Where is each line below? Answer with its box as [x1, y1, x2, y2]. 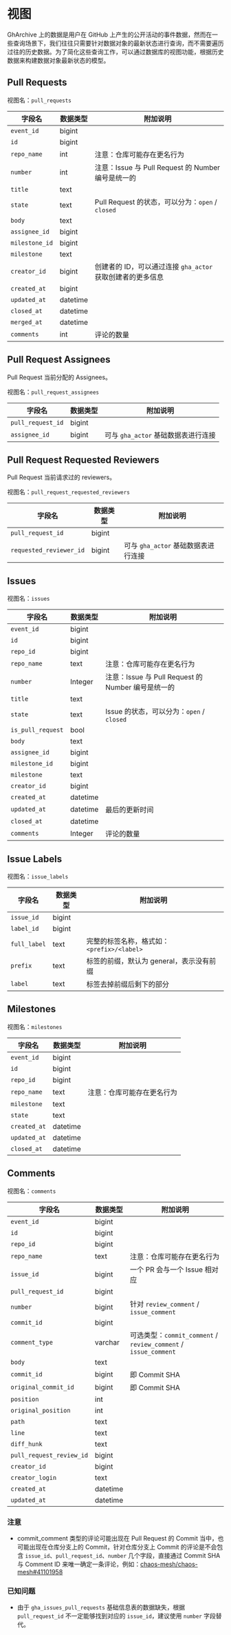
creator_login [10, 1474, 57, 1481]
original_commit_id [10, 1383, 74, 1391]
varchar [95, 1337, 120, 1347]
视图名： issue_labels [7, 872, 69, 880]
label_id [10, 925, 39, 932]
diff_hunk [10, 1440, 43, 1448]
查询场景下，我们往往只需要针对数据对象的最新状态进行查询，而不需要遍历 [12, 39, 224, 47]
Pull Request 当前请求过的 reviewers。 [7, 473, 115, 481]
